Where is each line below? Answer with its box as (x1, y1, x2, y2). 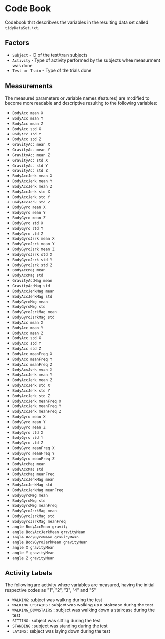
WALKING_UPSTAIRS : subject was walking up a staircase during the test (12, 602, 154, 608)
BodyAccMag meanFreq (12, 471, 55, 477)
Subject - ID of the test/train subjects (12, 52, 88, 58)
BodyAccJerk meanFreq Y (12, 404, 62, 409)
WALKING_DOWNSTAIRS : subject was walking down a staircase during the (12, 607, 155, 613)
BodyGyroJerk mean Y (12, 241, 55, 246)
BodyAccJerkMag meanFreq (12, 487, 64, 493)
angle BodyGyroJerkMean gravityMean (12, 540, 88, 545)
